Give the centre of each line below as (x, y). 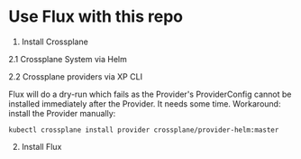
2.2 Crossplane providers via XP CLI (76, 76)
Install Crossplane (55, 42)
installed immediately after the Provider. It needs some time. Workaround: (145, 103)
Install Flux (41, 146)
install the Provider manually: (62, 113)
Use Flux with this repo (96, 17)
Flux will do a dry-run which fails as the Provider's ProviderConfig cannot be (150, 94)
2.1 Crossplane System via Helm (68, 59)
